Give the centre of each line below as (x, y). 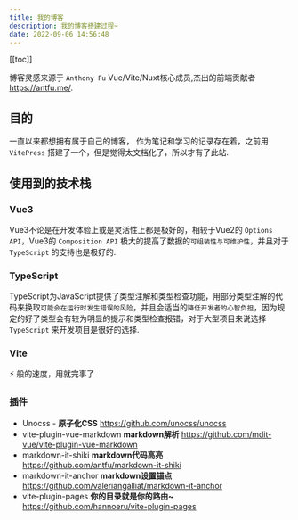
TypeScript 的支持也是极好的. (63, 252)
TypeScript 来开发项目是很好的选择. (74, 330)
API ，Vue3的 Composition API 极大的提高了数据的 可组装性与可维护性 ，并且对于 (149, 241)
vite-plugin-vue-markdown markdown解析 (101, 434)
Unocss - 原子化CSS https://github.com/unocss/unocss (124, 423)
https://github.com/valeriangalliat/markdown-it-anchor (122, 485)
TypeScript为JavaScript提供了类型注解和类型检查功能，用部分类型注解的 (142, 296)
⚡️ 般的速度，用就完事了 (52, 374)
